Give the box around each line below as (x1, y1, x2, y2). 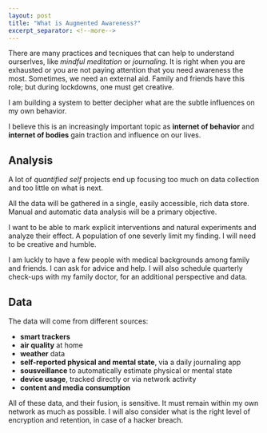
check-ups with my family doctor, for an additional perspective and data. (8, 272, 248, 282)
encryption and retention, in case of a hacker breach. (8, 415, 184, 424)
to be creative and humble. (8, 240, 97, 249)
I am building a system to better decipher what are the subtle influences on (8, 97, 256, 108)
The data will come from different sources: (8, 316, 149, 326)
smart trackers (19, 332, 70, 341)
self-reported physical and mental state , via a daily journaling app (19, 357, 241, 367)
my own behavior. (8, 106, 67, 116)
